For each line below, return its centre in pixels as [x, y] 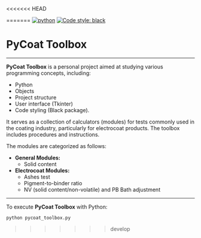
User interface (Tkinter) [44, 104]
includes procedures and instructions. [53, 134]
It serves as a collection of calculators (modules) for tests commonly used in [100, 122]
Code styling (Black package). [52, 110]
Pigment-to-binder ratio [53, 183]
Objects [25, 91]
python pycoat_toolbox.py [38, 218]
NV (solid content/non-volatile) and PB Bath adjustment [92, 189]
